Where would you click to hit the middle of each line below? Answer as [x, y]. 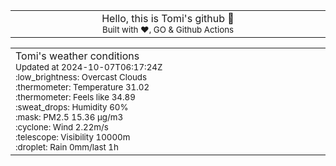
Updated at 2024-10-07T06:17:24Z [89, 67]
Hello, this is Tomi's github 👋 [168, 18]
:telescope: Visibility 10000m [73, 137]
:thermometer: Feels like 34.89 [75, 97]
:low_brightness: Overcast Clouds [81, 77]
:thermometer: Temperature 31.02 [82, 87]
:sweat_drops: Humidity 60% [72, 107]
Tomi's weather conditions [77, 56]
